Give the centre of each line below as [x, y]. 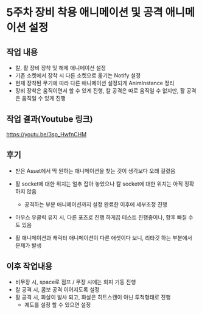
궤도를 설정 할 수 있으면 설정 [57, 305]
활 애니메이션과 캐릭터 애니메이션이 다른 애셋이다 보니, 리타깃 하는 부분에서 [104, 237]
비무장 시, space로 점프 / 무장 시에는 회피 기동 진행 [75, 282]
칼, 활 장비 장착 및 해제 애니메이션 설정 [61, 68]
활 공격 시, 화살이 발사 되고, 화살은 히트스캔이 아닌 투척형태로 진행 [93, 297]
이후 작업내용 [30, 266]
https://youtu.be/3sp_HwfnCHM [47, 134]
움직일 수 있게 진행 [44, 98]
